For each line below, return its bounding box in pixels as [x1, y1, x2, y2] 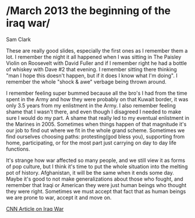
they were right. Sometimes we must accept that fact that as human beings [6, 188, 186, 195]
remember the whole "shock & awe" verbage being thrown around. [6, 78, 167, 85]
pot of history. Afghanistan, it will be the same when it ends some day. [6, 169, 175, 176]
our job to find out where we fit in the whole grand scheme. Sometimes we [6, 127, 185, 134]
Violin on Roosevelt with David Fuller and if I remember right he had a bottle [6, 60, 187, 67]
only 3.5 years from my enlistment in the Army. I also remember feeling [6, 102, 176, 109]
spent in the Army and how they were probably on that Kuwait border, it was [6, 95, 189, 103]
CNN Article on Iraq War [6, 205, 64, 212]
